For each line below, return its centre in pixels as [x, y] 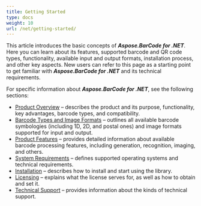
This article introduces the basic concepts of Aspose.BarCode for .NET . [96, 46]
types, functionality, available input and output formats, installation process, [100, 58]
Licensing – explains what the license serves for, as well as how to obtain [105, 177]
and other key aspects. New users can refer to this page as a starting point [98, 65]
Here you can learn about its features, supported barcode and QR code [94, 52]
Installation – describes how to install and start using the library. [94, 171]
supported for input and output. [54, 133]
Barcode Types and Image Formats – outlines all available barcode [97, 120]
